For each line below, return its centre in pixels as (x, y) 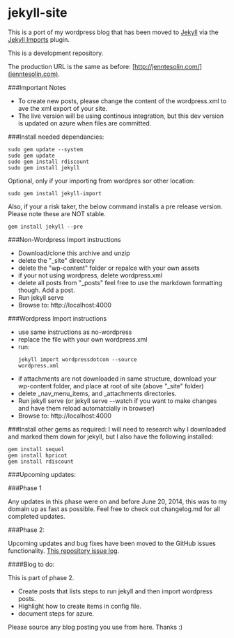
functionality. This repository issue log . (64, 550)
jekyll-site (38, 13)
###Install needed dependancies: (56, 137)
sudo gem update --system (45, 149)
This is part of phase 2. (41, 577)
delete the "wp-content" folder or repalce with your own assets (109, 268)
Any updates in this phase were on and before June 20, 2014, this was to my (118, 501)
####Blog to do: (31, 564)
